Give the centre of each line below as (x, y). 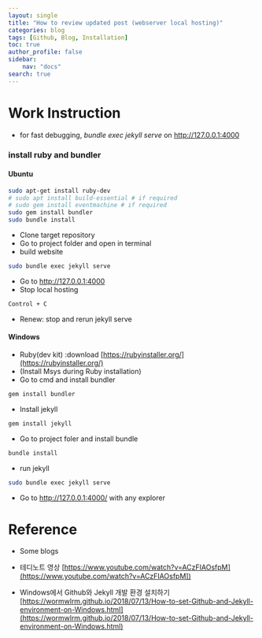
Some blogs (39, 551)
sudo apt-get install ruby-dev (59, 191)
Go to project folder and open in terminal (85, 243)
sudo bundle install (42, 220)
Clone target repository (57, 235)
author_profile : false (45, 52)
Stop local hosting (49, 289)
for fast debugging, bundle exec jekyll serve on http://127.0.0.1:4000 (129, 135)
